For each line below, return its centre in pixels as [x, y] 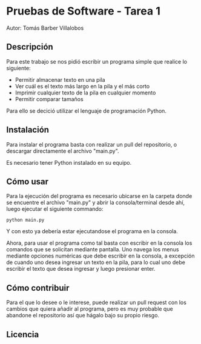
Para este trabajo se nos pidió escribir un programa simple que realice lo [97, 61]
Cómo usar [28, 181]
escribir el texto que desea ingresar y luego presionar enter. [81, 269]
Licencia [23, 334]
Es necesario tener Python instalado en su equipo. [69, 162]
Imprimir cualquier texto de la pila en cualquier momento [85, 93]
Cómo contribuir [38, 288]
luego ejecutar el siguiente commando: [55, 209]
